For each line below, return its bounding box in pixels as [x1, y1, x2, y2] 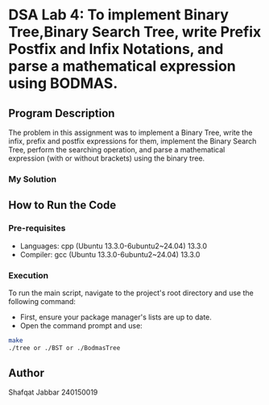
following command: [8, 296, 77, 306]
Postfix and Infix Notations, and [8, 40, 224, 58]
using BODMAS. [8, 74, 118, 93]
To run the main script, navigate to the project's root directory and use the [8, 288, 254, 298]
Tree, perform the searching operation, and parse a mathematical [8, 145, 226, 154]
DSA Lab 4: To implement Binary [8, 6, 230, 24]
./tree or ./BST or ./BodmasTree [8, 344, 121, 352]
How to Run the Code [8, 198, 117, 212]
